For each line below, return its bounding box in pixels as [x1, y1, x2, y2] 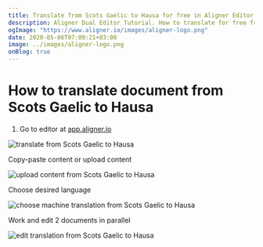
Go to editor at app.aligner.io [19, 124, 112, 133]
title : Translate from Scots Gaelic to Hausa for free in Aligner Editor [8, 11, 254, 20]
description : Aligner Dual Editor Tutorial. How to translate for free [8, 19, 247, 27]
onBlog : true [8, 48, 51, 56]
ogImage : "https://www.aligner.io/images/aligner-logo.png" [8, 26, 209, 34]
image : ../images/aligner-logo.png [8, 41, 124, 49]
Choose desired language [8, 185, 92, 194]
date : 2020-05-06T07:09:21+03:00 [8, 33, 117, 42]
